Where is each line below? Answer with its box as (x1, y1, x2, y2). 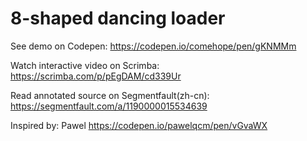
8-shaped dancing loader (10, 7, 226, 30)
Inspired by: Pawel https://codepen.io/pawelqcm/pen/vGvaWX (10, 119, 268, 131)
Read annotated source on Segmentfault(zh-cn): (10, 89, 210, 101)
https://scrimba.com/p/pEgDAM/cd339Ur (10, 70, 182, 82)
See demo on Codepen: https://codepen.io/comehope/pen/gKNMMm (10, 40, 297, 52)
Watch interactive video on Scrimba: (10, 59, 160, 71)
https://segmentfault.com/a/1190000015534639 (10, 100, 208, 112)
